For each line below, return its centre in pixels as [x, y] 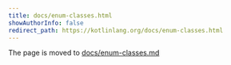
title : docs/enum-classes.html [60, 15]
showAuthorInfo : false [46, 23]
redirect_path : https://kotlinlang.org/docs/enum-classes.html [116, 30]
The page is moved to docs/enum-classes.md [84, 53]
